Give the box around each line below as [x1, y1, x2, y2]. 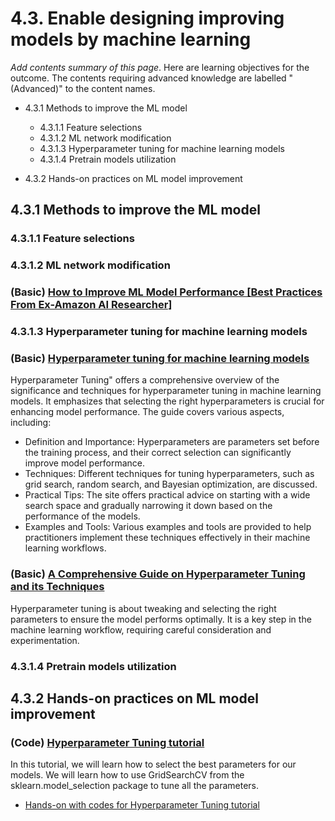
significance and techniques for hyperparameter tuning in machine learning [10, 385, 322, 397]
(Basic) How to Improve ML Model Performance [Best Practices [10, 285, 323, 299]
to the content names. [64, 82, 156, 94]
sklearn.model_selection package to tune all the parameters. [10, 780, 260, 792]
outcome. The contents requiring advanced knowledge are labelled [10, 72, 287, 84]
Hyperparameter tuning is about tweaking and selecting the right [10, 602, 277, 614]
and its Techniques [10, 580, 105, 594]
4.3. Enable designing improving [10, 7, 285, 30]
